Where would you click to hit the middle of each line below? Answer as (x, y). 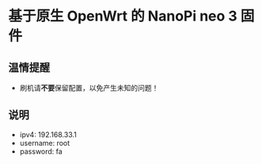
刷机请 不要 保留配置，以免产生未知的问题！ (89, 88)
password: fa (41, 151)
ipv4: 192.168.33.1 (48, 134)
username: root (45, 143)
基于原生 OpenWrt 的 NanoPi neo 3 (123, 16)
